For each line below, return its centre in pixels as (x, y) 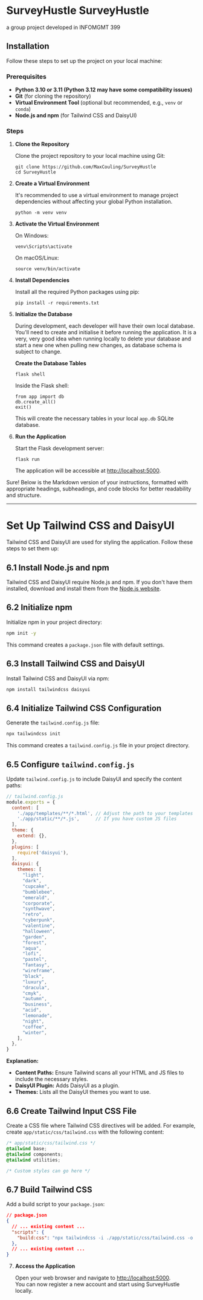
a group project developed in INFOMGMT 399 (63, 27)
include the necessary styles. (52, 1079)
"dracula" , (36, 987)
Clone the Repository (42, 144)
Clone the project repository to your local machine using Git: (90, 156)
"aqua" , (32, 948)
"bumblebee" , (39, 892)
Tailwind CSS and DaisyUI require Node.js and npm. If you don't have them (99, 582)
